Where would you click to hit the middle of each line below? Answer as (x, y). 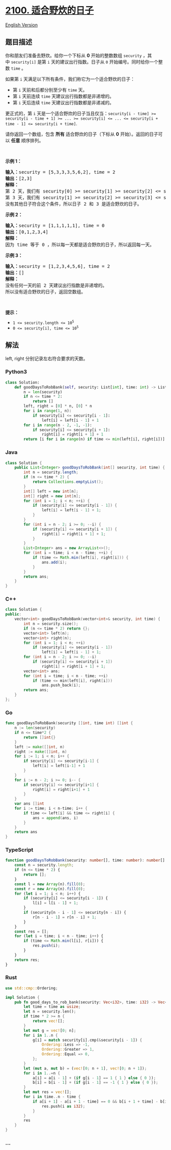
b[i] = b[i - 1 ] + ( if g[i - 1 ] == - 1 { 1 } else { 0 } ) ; (95, 1083)
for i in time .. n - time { (52, 1097)
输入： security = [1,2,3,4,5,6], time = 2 (58, 266)
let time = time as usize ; (52, 1007)
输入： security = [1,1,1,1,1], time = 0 (55, 225)
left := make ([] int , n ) (40, 747)
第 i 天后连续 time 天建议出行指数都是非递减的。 (63, 102)
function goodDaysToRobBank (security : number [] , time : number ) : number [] (85, 860)
